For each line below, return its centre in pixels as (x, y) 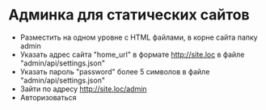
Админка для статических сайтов (129, 15)
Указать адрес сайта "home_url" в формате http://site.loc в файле (132, 54)
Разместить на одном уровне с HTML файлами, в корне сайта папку (139, 37)
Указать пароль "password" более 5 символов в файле (115, 71)
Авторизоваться (48, 97)
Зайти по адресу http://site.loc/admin (83, 89)
